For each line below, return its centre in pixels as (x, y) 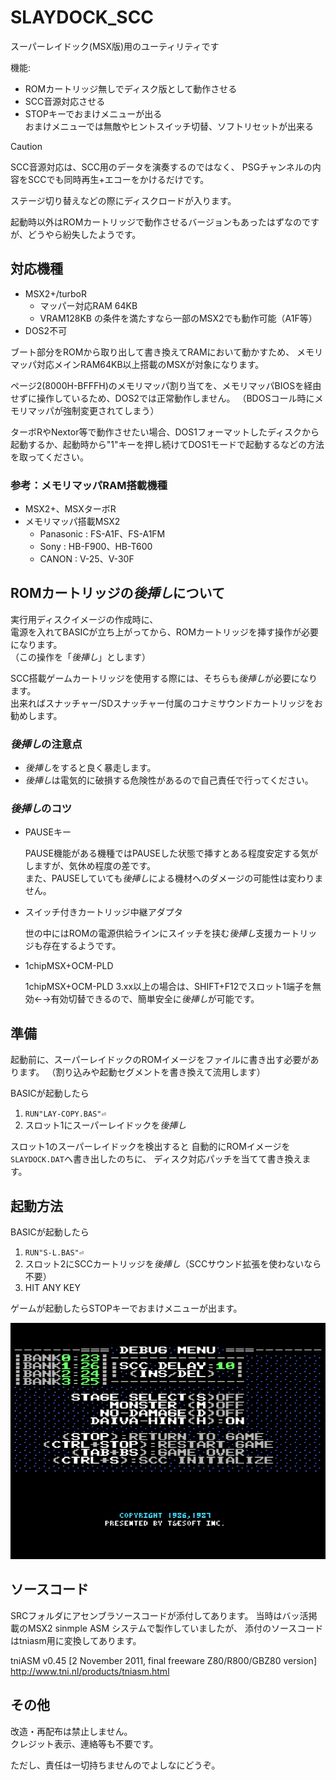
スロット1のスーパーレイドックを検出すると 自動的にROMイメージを (150, 1147)
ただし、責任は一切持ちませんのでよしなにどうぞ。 (115, 1765)
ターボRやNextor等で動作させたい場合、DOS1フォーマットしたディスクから (165, 432)
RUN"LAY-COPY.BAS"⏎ (65, 1114)
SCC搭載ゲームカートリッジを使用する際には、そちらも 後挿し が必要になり (164, 678)
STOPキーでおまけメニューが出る (93, 113)
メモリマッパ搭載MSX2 (72, 522)
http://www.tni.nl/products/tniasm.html (90, 1671)
